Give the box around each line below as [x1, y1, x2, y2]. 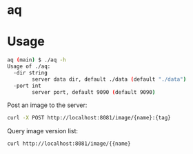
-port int [13, 82, 41, 89]
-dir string [13, 69, 48, 76]
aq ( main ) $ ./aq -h [7, 57, 67, 64]
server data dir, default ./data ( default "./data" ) [32, 75, 187, 83]
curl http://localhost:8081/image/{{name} [7, 140, 131, 147]
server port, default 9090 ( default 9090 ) [32, 88, 156, 95]
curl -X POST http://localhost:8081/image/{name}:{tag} [7, 115, 171, 122]
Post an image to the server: [7, 101, 88, 109]
